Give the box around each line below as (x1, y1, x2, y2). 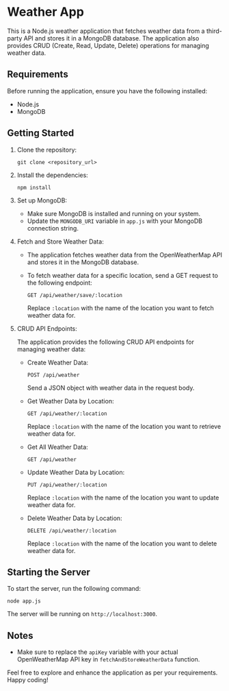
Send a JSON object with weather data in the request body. (27, 384, 195, 392)
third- (206, 27, 222, 35)
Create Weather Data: (27, 358, 89, 366)
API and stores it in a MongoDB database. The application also (23, 34, 200, 42)
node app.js (7, 598, 41, 605)
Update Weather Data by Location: (27, 468, 125, 476)
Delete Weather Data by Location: (27, 514, 122, 522)
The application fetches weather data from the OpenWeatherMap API (27, 250, 222, 259)
